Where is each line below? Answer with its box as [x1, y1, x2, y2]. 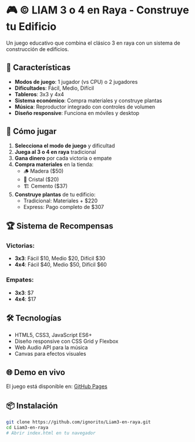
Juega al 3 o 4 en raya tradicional [14, 148, 96, 155]
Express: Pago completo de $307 [23, 203, 105, 210]
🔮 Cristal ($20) [23, 176, 59, 183]
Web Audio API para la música [14, 344, 88, 351]
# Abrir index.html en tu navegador [6, 430, 96, 436]
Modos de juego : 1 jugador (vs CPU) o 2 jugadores [14, 78, 138, 85]
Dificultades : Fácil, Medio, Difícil [14, 85, 94, 92]
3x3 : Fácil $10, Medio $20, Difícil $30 [14, 255, 106, 262]
